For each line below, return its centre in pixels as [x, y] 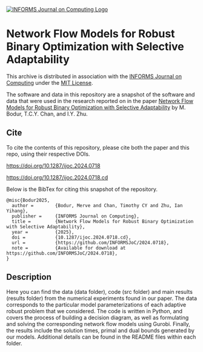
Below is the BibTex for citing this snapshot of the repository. [82, 189]
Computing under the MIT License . [50, 82]
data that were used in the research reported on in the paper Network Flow [100, 101]
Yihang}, [17, 211]
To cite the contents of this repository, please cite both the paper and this [98, 147]
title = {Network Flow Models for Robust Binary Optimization [103, 221]
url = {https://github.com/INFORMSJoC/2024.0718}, [91, 242]
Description [29, 277]
